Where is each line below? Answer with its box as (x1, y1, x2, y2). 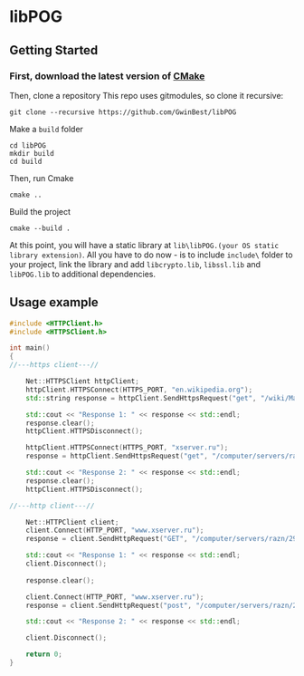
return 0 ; (25, 650, 63, 659)
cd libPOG (9, 140, 47, 150)
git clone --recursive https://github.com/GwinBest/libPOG (9, 107, 237, 117)
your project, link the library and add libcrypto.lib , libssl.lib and (9, 258, 261, 269)
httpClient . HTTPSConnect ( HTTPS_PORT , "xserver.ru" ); (25, 443, 229, 452)
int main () (9, 343, 51, 352)
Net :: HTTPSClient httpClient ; (25, 377, 140, 386)
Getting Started (9, 43, 99, 58)
